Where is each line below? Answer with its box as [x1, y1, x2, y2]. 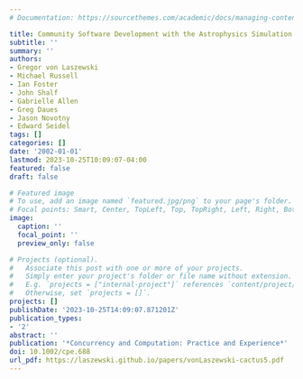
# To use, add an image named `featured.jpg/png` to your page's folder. [9, 197, 293, 206]
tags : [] [9, 130, 42, 140]
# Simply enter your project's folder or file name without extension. [9, 272, 293, 281]
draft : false [9, 172, 59, 181]
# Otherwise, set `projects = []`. [9, 289, 151, 298]
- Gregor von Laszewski [9, 63, 99, 72]
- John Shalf [9, 88, 59, 97]
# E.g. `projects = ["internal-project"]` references [9, 281, 224, 290]
